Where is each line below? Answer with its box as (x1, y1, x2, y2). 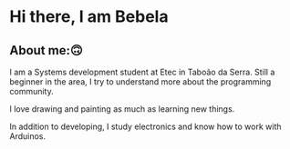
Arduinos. (9, 131, 47, 142)
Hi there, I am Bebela (9, 6, 169, 27)
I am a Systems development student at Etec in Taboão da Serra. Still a (9, 66, 275, 77)
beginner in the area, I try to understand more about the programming (9, 76, 272, 87)
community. (9, 86, 54, 96)
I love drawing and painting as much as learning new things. (9, 104, 235, 114)
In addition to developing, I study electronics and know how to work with (9, 121, 282, 132)
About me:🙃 (9, 43, 84, 58)
